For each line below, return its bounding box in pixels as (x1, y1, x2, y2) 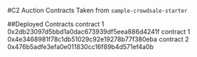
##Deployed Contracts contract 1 (7, 20, 105, 28)
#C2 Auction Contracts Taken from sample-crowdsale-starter (7, 6, 188, 14)
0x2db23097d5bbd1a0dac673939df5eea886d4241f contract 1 (7, 28, 191, 36)
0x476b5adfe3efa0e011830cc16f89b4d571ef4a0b (7, 43, 154, 51)
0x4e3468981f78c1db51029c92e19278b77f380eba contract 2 (7, 35, 190, 43)
